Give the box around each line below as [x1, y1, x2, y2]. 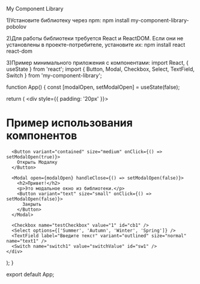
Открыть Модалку [17, 159, 58, 165]
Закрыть [22, 201, 42, 207]
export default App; [6, 270, 55, 278]
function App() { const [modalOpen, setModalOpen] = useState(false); [6, 83, 180, 91]
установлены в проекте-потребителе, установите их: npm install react [6, 41, 186, 48]
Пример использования [6, 116, 133, 130]
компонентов [6, 129, 77, 143]
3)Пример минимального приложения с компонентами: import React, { [6, 59, 189, 66]
